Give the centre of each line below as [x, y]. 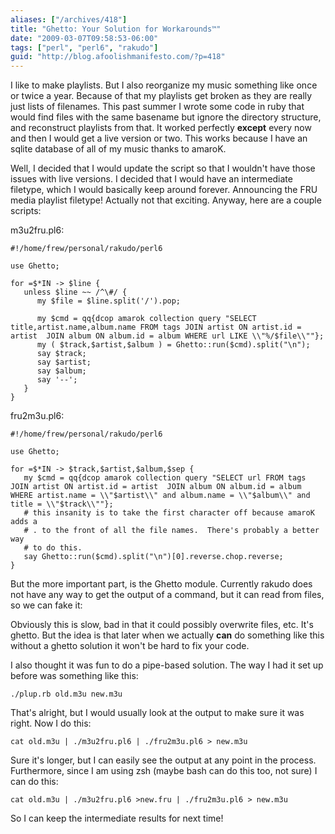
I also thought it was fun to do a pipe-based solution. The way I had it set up [167, 665]
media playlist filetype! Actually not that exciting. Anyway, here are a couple [166, 200]
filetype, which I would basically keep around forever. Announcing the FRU [164, 190]
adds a [24, 522]
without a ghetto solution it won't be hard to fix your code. [130, 646]
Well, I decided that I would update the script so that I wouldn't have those [163, 168]
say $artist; [64, 362]
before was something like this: [74, 676]
